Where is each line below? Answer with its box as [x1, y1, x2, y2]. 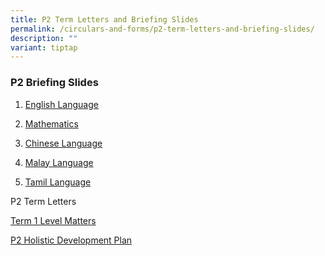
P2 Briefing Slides [10, 76, 99, 90]
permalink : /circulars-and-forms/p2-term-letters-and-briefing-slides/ [10, 24, 315, 34]
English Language [24, 98, 99, 110]
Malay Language [24, 156, 94, 168]
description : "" [10, 33, 78, 43]
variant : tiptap [10, 42, 78, 53]
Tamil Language [24, 176, 92, 188]
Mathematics [24, 117, 79, 130]
